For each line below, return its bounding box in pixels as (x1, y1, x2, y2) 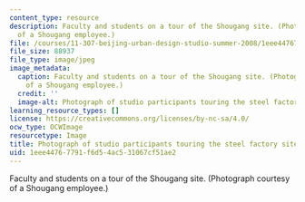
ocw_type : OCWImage (9, 123, 84, 132)
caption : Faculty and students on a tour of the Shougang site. (17, 72, 266, 82)
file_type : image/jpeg (9, 55, 95, 64)
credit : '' (17, 89, 59, 98)
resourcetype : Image (9, 131, 88, 140)
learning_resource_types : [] (9, 106, 120, 115)
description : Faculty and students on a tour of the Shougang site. (9, 22, 274, 31)
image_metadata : (9, 64, 71, 73)
